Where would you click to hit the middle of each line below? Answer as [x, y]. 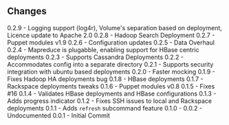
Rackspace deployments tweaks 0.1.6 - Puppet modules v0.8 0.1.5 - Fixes [111, 86]
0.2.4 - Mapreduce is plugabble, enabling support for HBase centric [103, 49]
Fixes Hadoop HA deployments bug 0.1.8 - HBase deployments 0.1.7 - [106, 79]
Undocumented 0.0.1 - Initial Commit [58, 115]
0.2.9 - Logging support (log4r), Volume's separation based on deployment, [115, 27]
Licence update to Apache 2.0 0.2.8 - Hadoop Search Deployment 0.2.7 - [111, 35]
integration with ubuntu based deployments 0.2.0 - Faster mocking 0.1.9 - [111, 71]
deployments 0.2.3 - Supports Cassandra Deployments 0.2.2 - [96, 57]
